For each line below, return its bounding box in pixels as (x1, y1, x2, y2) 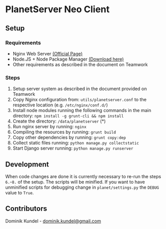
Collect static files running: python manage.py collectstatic (12, 140, 139, 146)
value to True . (5, 189, 34, 195)
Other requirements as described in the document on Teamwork (12, 61, 148, 67)
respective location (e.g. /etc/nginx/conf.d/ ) (12, 102, 108, 108)
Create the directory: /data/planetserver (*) (12, 118, 106, 124)
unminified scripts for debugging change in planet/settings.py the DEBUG (5, 184, 159, 190)
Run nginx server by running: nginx (12, 124, 87, 130)
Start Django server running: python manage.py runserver (12, 145, 134, 151)
